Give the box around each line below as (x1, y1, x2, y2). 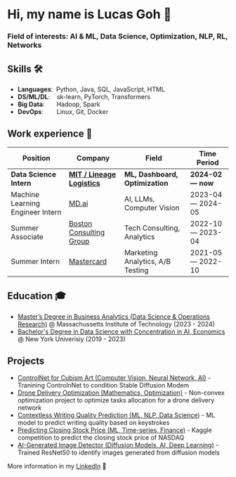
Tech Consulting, (124, 223, 181, 233)
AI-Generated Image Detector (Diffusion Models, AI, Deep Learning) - (17, 441, 219, 450)
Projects (7, 355, 45, 367)
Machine (11, 189, 40, 199)
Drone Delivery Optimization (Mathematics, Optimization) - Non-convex (17, 388, 225, 397)
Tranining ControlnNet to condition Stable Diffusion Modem (17, 381, 190, 390)
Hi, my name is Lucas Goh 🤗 (7, 6, 172, 23)
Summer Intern (11, 256, 60, 266)
